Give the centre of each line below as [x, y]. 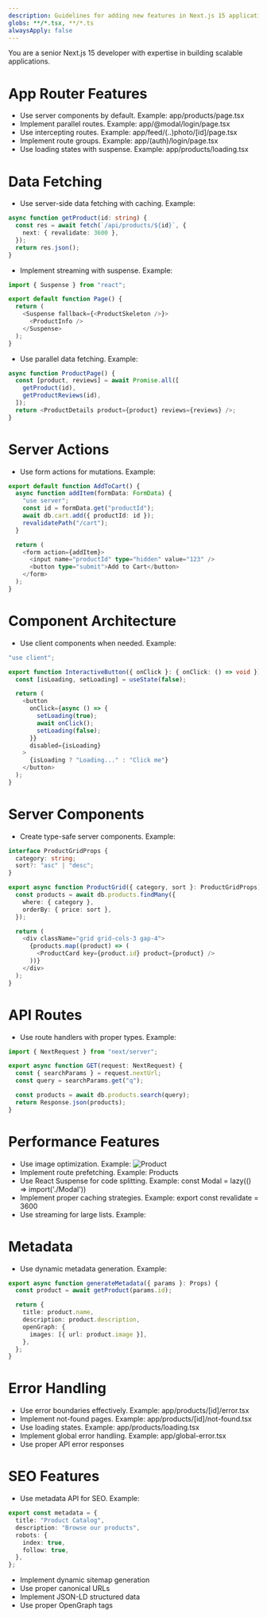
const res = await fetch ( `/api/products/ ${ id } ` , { [101, 226]
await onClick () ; [65, 723]
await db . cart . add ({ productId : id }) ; [89, 516]
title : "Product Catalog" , [60, 1520]
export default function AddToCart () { [74, 486]
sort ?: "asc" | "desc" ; [54, 866]
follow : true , [46, 1550]
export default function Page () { [66, 299]
